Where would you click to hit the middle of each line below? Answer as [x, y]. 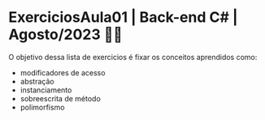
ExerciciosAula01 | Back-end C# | [123, 17]
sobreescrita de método [61, 98]
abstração [37, 81]
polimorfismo [42, 107]
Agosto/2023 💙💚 [66, 34]
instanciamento [46, 90]
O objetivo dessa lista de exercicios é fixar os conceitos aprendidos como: [133, 57]
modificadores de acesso [63, 72]
